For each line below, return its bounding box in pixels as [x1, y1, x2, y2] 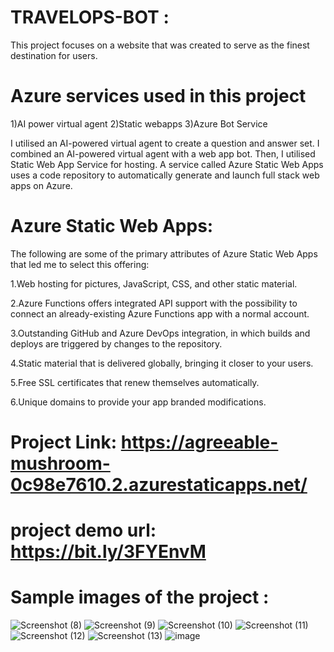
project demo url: [10, 519, 157, 542]
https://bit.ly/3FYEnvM [10, 541, 207, 563]
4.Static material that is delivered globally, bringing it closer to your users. [10, 357, 314, 369]
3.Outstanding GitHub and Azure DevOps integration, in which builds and [10, 327, 311, 339]
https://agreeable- [120, 431, 279, 453]
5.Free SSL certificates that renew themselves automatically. [10, 376, 260, 388]
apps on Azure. [10, 179, 73, 191]
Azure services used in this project [10, 85, 307, 108]
